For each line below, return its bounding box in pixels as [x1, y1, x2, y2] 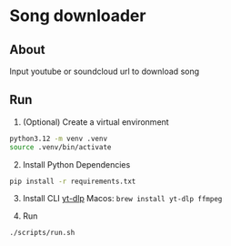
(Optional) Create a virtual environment [22, 116, 170, 128]
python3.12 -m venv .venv [9, 134, 107, 143]
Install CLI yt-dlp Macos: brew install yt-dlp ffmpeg [22, 193, 223, 204]
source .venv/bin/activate [9, 142, 112, 151]
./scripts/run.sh [9, 229, 75, 238]
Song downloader [9, 5, 146, 26]
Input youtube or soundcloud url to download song [9, 66, 200, 77]
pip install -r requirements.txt [9, 177, 136, 186]
